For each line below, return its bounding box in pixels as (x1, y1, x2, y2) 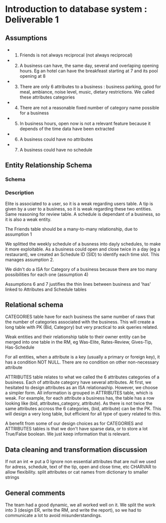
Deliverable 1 (5, 14, 59, 25)
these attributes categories (19, 94, 75, 100)
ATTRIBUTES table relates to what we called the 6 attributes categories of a (5, 374, 160, 380)
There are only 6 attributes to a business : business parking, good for (19, 84, 161, 90)
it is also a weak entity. (5, 216, 52, 222)
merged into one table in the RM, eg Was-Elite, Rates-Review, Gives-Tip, (5, 339, 153, 345)
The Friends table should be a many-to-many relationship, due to (5, 226, 138, 232)
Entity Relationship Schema (5, 161, 93, 169)
